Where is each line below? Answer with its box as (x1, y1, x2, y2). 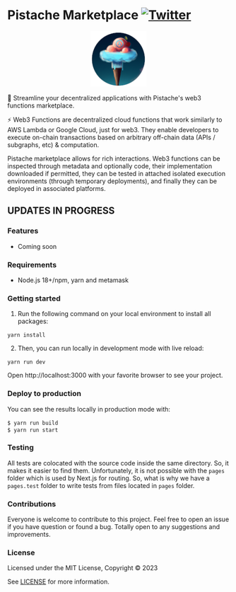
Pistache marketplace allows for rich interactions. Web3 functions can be (7, 154, 220, 163)
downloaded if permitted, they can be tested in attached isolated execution (7, 169, 226, 178)
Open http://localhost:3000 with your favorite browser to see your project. (7, 371, 223, 380)
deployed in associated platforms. (7, 184, 106, 192)
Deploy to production (7, 389, 81, 399)
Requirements (7, 260, 57, 269)
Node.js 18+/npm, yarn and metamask (17, 276, 129, 284)
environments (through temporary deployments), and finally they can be (7, 177, 218, 185)
